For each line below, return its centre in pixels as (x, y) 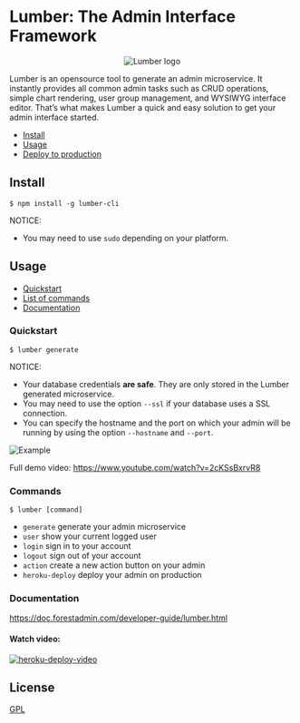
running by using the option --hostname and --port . (118, 432)
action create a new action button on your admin (114, 565)
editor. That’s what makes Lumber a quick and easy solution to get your (143, 107)
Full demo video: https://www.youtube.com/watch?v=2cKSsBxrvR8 (135, 467)
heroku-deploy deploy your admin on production (112, 575)
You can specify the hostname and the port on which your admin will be (157, 423)
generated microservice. (68, 394)
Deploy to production (62, 154)
